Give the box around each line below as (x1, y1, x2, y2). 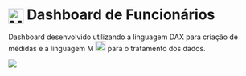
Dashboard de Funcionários (27, 6, 215, 24)
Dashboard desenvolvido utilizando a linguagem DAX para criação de (8, 32, 239, 42)
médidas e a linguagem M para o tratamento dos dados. (8, 44, 207, 54)
